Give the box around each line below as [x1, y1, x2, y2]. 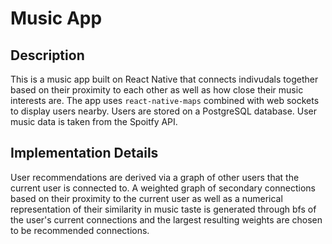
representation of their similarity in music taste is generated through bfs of [10, 203, 317, 215]
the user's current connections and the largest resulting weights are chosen [10, 213, 323, 226]
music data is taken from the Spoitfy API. [10, 116, 178, 127]
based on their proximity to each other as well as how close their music [10, 84, 304, 96]
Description [10, 47, 85, 64]
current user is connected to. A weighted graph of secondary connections [10, 182, 316, 194]
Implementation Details [10, 145, 159, 162]
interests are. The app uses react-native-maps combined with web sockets [10, 95, 320, 106]
